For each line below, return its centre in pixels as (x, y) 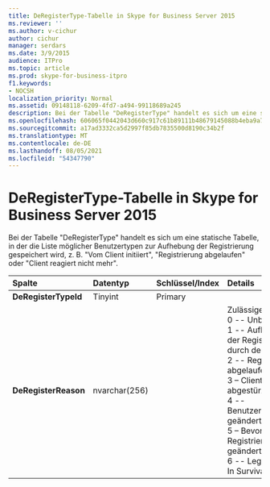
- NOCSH (21, 91)
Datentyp (111, 283)
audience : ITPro (35, 61)
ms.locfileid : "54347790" (51, 158)
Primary (171, 297)
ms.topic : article (39, 69)
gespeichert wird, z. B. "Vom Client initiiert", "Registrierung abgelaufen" (127, 255)
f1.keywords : (30, 83)
